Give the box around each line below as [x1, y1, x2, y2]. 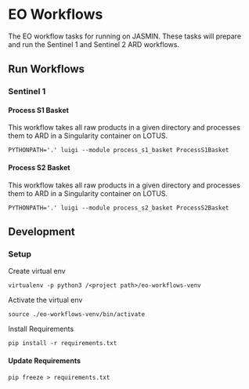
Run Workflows [8, 63, 85, 76]
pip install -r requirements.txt [8, 340, 117, 347]
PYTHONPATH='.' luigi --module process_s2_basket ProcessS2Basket [8, 204, 229, 212]
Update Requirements [8, 355, 81, 365]
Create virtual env [8, 267, 66, 276]
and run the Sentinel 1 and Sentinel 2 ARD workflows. [8, 39, 180, 49]
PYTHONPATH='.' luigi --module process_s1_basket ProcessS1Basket [8, 147, 229, 155]
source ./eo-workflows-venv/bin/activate [8, 311, 146, 318]
